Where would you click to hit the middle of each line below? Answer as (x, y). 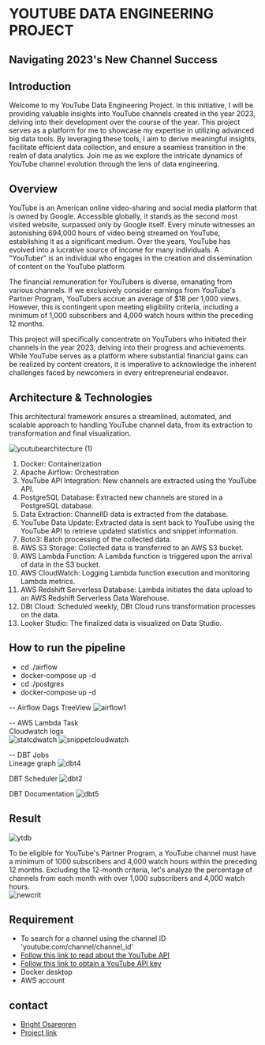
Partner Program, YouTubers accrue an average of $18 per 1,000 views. (125, 299)
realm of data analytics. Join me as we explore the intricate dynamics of (126, 155)
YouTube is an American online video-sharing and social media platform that (133, 208)
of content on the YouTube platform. (68, 267)
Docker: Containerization (61, 464)
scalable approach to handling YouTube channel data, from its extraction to (131, 425)
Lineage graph (32, 763)
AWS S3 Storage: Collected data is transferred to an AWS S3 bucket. (132, 548)
